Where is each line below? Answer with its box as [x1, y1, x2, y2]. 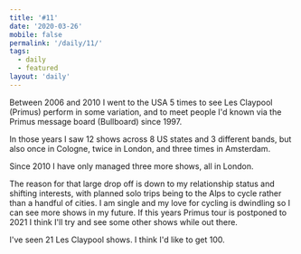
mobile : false [9, 30, 63, 39]
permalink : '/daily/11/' [9, 38, 103, 48]
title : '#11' [9, 13, 59, 23]
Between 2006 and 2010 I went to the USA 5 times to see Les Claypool [9, 97, 273, 108]
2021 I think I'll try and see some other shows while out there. [9, 216, 238, 227]
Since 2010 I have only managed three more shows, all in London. [9, 160, 254, 172]
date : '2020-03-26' [9, 22, 83, 31]
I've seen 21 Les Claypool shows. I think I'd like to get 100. [9, 234, 226, 245]
